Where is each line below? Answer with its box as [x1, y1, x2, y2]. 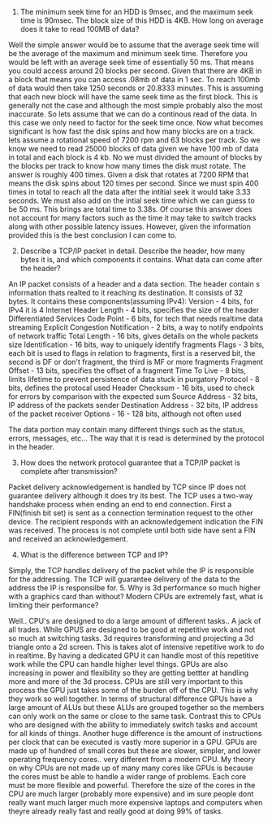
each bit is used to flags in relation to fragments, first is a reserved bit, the [8, 348, 256, 357]
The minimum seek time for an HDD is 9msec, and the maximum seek [19, 7, 254, 16]
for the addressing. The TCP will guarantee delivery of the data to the [8, 574, 240, 584]
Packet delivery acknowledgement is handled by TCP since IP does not [8, 482, 247, 492]
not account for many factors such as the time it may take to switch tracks [8, 213, 257, 222]
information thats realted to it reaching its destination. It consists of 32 [8, 288, 244, 297]
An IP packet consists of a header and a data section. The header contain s [8, 279, 260, 288]
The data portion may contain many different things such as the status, [8, 425, 245, 434]
